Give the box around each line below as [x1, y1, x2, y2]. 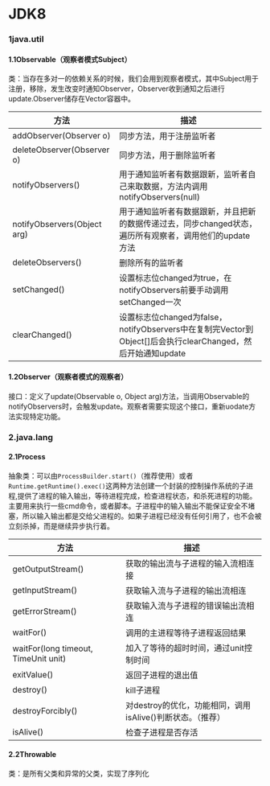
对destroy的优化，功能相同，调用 [125, 699, 252, 710]
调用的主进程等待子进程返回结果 [125, 627, 247, 638]
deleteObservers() [12, 257, 82, 268]
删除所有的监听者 [119, 257, 184, 269]
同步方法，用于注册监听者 [119, 130, 216, 142]
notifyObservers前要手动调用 [119, 285, 229, 296]
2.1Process [8, 452, 46, 462]
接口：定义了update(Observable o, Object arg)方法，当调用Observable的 [8, 391, 250, 401]
